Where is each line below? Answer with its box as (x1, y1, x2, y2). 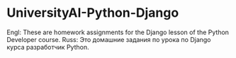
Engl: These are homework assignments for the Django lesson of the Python (6, 28, 230, 36)
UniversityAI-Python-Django (6, 5, 179, 21)
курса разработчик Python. (6, 43, 89, 51)
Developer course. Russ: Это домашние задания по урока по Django (6, 35, 211, 43)
